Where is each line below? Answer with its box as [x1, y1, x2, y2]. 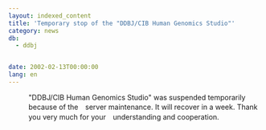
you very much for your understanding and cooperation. [28, 112, 219, 121]
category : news [8, 26, 59, 35]
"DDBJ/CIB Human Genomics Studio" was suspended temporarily [28, 92, 246, 102]
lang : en [8, 71, 38, 79]
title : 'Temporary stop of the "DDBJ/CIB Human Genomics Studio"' [8, 19, 235, 27]
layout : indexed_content [8, 11, 92, 20]
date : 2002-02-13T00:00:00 [8, 63, 99, 71]
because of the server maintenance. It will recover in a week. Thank [28, 102, 259, 112]
